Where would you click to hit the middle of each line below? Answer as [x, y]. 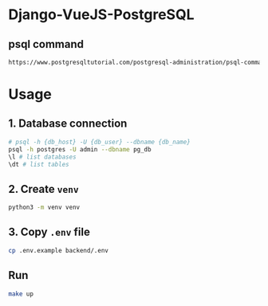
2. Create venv [44, 189]
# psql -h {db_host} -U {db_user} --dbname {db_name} [100, 142]
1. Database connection [68, 124]
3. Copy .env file [49, 232]
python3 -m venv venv [44, 208]
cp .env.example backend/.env [59, 250]
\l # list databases [43, 157]
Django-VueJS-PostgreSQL [101, 15]
